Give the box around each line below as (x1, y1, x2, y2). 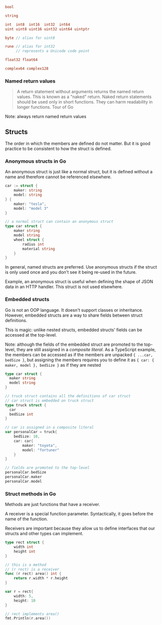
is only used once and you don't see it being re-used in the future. (5, 270, 137, 275)
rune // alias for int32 (5, 44, 55, 49)
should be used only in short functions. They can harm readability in (16, 99, 153, 105)
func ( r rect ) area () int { (5, 571, 62, 576)
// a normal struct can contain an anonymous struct (5, 219, 114, 224)
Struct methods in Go (5, 490, 57, 497)
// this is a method (5, 562, 47, 567)
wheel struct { (14, 237, 44, 242)
